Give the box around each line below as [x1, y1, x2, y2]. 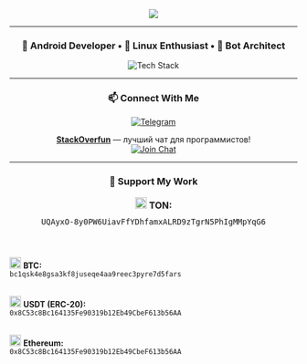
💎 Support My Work [109, 174, 198, 187]
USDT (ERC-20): [22, 299, 87, 310]
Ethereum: [22, 338, 64, 348]
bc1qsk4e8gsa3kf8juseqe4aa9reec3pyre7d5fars [9, 270, 182, 279]
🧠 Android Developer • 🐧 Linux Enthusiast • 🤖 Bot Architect [21, 39, 286, 52]
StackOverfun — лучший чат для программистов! [56, 133, 251, 145]
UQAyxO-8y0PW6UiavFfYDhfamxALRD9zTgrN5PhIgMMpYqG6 [40, 216, 267, 227]
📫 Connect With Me [108, 92, 199, 105]
